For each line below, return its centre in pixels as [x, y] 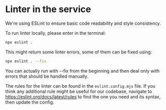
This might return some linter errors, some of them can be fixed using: [79, 52]
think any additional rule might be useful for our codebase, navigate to [79, 91]
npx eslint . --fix [26, 61]
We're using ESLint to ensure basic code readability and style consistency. [83, 23]
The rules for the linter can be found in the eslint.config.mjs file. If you [80, 86]
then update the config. [30, 102]
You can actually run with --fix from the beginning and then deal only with [82, 71]
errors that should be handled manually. [47, 76]
